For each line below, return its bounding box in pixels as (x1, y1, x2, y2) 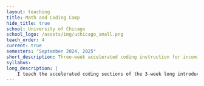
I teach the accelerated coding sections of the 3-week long (17, 71, 175, 77)
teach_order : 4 (6, 37, 45, 43)
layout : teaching (6, 8, 50, 15)
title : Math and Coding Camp (6, 15, 80, 21)
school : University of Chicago (6, 25, 86, 32)
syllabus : (6, 59, 32, 65)
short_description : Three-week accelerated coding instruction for (6, 54, 181, 60)
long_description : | (6, 65, 59, 71)
